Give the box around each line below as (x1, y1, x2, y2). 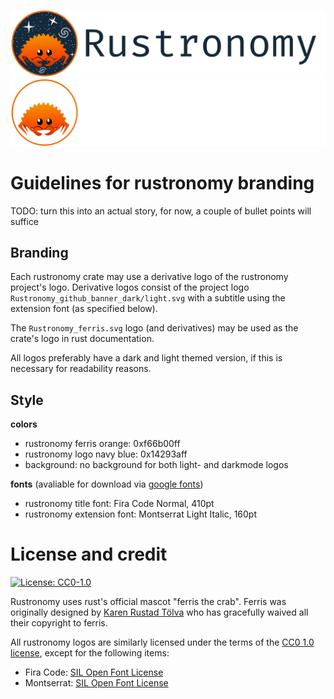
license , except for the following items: (10, 647, 170, 659)
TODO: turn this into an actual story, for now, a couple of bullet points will (10, 205, 312, 217)
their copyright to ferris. (10, 617, 108, 629)
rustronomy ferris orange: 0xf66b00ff (24, 438, 181, 450)
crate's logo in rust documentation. (10, 333, 155, 345)
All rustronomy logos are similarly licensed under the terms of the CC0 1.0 (10, 636, 315, 649)
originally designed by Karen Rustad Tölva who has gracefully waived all (10, 606, 309, 619)
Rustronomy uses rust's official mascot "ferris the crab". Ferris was (10, 596, 287, 608)
